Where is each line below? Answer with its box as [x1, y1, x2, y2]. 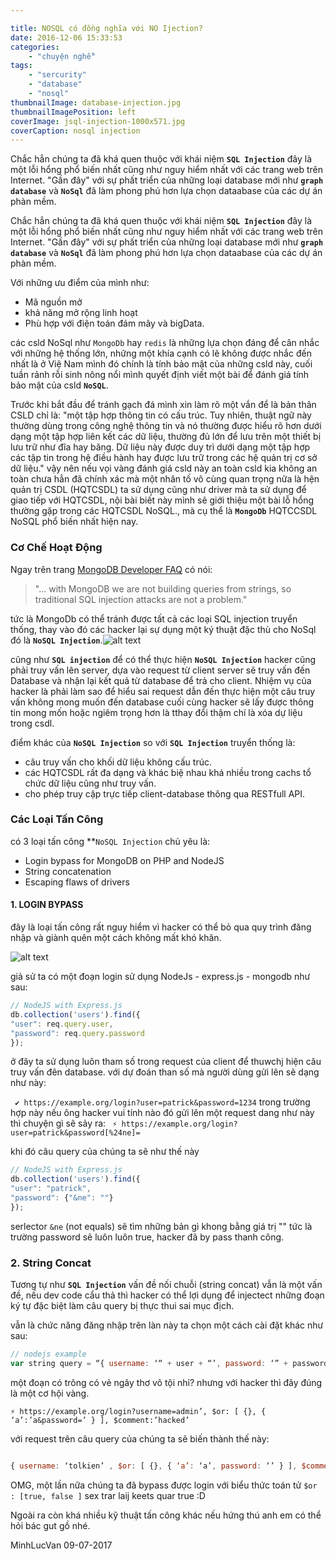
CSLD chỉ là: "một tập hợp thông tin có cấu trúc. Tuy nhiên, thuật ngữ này [10, 409, 312, 421]
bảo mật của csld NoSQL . [10, 379, 109, 391]
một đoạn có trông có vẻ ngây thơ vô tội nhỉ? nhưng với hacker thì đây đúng [10, 1376, 323, 1388]
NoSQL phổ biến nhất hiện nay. [10, 516, 139, 528]
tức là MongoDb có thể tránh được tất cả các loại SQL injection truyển [10, 612, 298, 625]
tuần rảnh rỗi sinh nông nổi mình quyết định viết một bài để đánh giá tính [10, 369, 310, 381]
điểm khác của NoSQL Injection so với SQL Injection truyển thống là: [10, 736, 296, 748]
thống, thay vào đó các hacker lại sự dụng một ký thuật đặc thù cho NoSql [10, 623, 317, 635]
